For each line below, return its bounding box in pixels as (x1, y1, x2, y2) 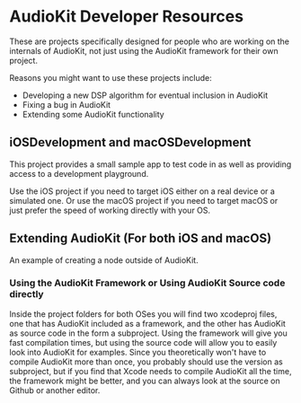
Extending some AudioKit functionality (22, 109, 164, 119)
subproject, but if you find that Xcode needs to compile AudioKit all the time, (9, 365, 292, 376)
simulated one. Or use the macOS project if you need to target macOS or (9, 195, 279, 206)
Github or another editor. (9, 384, 101, 396)
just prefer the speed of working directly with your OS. (9, 205, 211, 215)
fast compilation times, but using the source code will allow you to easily (9, 337, 278, 347)
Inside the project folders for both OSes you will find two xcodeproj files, (9, 308, 278, 320)
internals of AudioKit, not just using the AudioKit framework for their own (9, 45, 279, 56)
